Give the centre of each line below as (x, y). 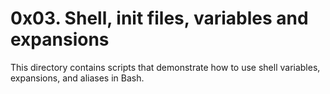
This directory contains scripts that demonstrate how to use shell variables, (165, 67)
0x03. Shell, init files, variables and (159, 18)
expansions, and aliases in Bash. (77, 78)
